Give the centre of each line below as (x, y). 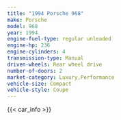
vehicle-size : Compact (39, 84)
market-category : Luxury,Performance (61, 77)
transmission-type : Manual (45, 58)
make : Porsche (27, 20)
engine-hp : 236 (29, 45)
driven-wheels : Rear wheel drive (55, 64)
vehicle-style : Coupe (38, 90)
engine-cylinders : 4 (37, 52)
